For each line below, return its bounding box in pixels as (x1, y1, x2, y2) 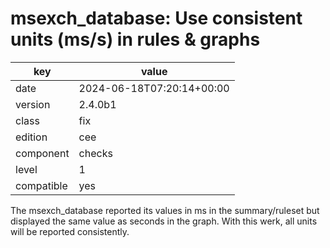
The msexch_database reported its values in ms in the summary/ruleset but (10, 204, 320, 216)
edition (15, 130, 48, 144)
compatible (15, 178, 68, 192)
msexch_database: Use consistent (10, 7, 303, 30)
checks (78, 146, 113, 160)
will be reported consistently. (10, 225, 130, 237)
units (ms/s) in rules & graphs (10, 28, 261, 51)
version (15, 97, 51, 111)
